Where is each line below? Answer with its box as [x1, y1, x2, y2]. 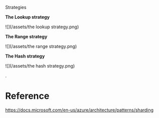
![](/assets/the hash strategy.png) [5, 63, 75, 69]
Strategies [5, 5, 27, 10]
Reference [5, 90, 49, 102]
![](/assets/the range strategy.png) [5, 43, 77, 49]
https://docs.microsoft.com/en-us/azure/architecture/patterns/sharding [5, 107, 154, 113]
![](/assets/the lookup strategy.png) [5, 24, 79, 30]
